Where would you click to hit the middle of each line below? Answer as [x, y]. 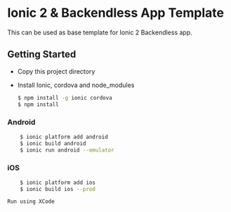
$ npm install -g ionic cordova [65, 98]
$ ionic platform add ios [58, 183]
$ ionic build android [53, 143]
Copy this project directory [56, 71]
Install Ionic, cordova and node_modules [76, 85]
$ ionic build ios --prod [58, 189]
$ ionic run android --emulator [67, 150]
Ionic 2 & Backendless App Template [116, 13]
